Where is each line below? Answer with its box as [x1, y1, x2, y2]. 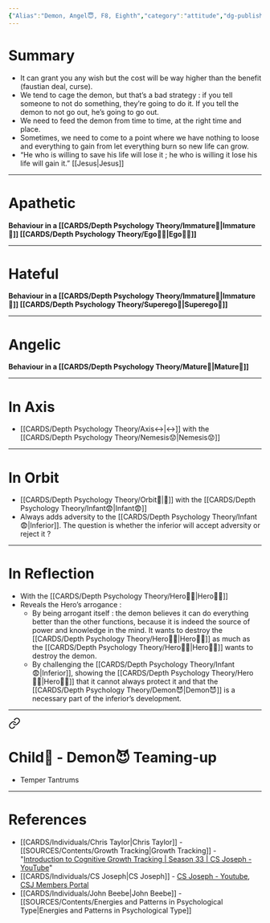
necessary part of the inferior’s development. [31, 694, 182, 704]
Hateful [8, 264, 59, 283]
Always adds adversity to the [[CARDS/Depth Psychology [19, 512, 211, 522]
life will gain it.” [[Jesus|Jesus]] [19, 158, 125, 168]
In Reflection [8, 565, 95, 583]
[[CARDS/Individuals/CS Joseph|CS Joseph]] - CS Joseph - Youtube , [19, 872, 251, 881]
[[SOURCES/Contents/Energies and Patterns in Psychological [19, 897, 223, 907]
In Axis [8, 398, 55, 416]
